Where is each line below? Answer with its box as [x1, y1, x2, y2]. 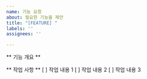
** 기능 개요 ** [6, 53, 41, 60]
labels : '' [6, 25, 34, 32]
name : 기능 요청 [6, 8, 42, 15]
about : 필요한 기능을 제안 [6, 14, 64, 20]
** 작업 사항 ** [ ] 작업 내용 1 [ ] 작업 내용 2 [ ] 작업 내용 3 [6, 66, 141, 74]
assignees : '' [6, 31, 42, 37]
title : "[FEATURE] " [6, 20, 58, 26]
